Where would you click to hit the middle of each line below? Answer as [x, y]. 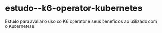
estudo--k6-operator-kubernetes [74, 8]
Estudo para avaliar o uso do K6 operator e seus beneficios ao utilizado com [81, 21]
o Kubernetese [20, 26]
